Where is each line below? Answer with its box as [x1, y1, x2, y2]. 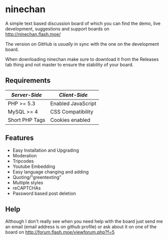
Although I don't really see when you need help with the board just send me [5, 218, 163, 224]
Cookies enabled [50, 116, 91, 123]
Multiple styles [12, 179, 44, 186]
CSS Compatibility [50, 108, 94, 115]
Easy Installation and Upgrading [12, 147, 79, 153]
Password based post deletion [12, 190, 76, 196]
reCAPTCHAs [12, 185, 41, 191]
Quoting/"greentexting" [12, 174, 62, 180]
